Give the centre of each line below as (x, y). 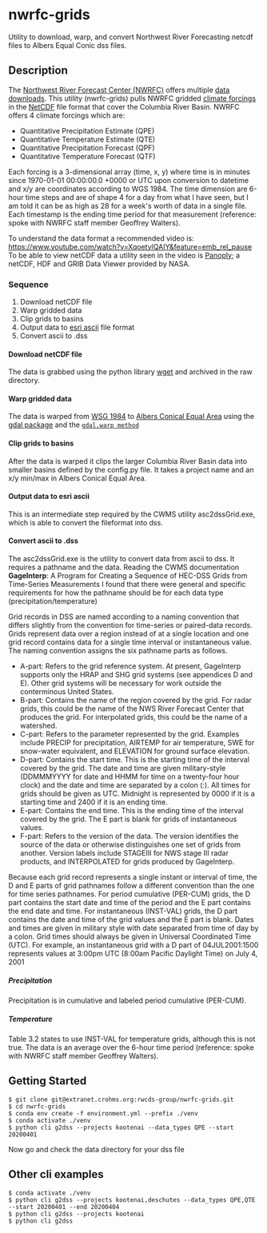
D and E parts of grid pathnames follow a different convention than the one (132, 886)
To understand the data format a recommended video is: (101, 238)
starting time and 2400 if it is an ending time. (94, 802)
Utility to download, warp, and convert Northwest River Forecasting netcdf (131, 37)
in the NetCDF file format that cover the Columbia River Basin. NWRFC (124, 106)
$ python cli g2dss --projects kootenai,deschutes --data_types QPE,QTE (132, 1200)
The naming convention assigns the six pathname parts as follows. (118, 651)
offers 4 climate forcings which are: (67, 115)
